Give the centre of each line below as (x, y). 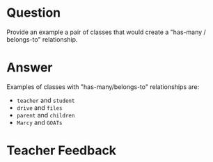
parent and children (46, 115)
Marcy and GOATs (39, 122)
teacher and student (46, 100)
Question (33, 13)
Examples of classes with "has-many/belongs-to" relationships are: (103, 87)
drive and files (39, 107)
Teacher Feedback (61, 151)
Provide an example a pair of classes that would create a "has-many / (106, 32)
